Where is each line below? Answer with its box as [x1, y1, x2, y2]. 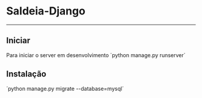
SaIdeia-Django [6, 4, 86, 18]
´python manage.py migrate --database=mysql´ [6, 85, 124, 92]
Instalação [6, 69, 47, 79]
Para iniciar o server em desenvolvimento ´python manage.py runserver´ [6, 51, 186, 58]
